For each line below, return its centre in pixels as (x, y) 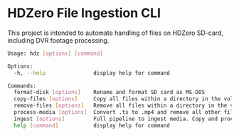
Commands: (22, 86)
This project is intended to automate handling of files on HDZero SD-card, (116, 33)
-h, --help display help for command (92, 73)
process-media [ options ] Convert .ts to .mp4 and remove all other (117, 113)
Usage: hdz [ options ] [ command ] (55, 53)
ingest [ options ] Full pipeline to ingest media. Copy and (116, 119)
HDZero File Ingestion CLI (84, 13)
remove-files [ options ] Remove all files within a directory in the (121, 106)
